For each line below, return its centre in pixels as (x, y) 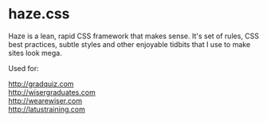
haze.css (39, 14)
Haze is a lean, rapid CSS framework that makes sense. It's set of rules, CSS (134, 36)
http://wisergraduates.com (52, 92)
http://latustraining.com (47, 109)
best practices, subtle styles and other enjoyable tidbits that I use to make (130, 44)
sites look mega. (35, 53)
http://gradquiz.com (41, 84)
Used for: (24, 68)
